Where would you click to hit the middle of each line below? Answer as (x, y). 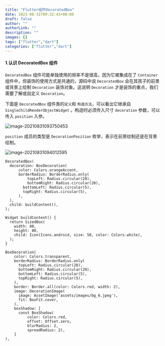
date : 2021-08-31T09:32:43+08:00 (40, 14)
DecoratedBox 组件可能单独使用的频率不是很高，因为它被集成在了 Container (82, 75)
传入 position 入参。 (26, 116)
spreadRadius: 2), (46, 330)
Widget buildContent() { (31, 217)
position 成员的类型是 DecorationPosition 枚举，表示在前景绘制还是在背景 (81, 136)
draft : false (19, 19)
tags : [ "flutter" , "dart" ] (32, 42)
